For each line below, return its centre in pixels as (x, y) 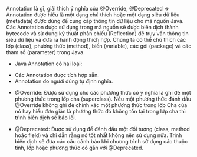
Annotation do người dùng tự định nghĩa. (64, 81)
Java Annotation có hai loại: (48, 64)
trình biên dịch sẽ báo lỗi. (45, 118)
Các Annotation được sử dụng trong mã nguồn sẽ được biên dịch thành (92, 27)
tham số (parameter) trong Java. (45, 52)
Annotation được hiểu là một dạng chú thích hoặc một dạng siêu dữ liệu (93, 15)
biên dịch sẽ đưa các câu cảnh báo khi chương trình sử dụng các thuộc (101, 141)
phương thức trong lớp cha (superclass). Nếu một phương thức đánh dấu (103, 99)
